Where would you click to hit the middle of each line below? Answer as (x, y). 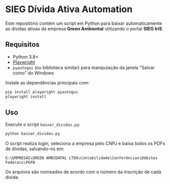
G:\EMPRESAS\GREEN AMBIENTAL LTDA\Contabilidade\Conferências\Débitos (81, 158)
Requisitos (22, 45)
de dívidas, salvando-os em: (35, 149)
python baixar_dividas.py (32, 134)
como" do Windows (33, 73)
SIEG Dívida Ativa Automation (69, 9)
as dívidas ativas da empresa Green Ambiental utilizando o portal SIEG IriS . (84, 28)
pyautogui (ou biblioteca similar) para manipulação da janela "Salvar (83, 67)
